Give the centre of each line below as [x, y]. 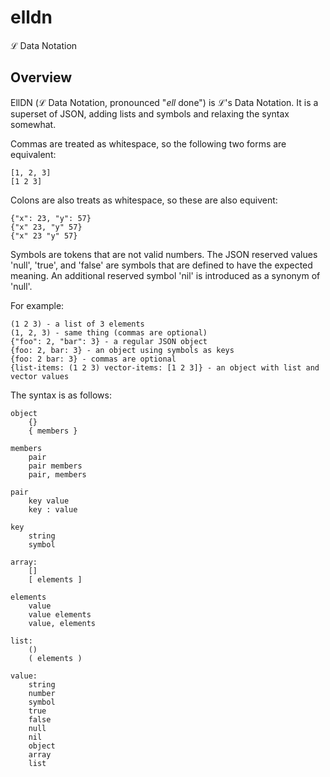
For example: [37, 305]
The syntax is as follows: [61, 395]
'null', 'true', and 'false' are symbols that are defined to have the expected [161, 265]
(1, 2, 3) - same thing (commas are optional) [109, 332]
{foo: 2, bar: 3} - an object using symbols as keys [122, 350]
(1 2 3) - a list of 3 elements [77, 324]
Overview [41, 77]
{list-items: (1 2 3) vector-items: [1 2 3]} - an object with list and [165, 367]
